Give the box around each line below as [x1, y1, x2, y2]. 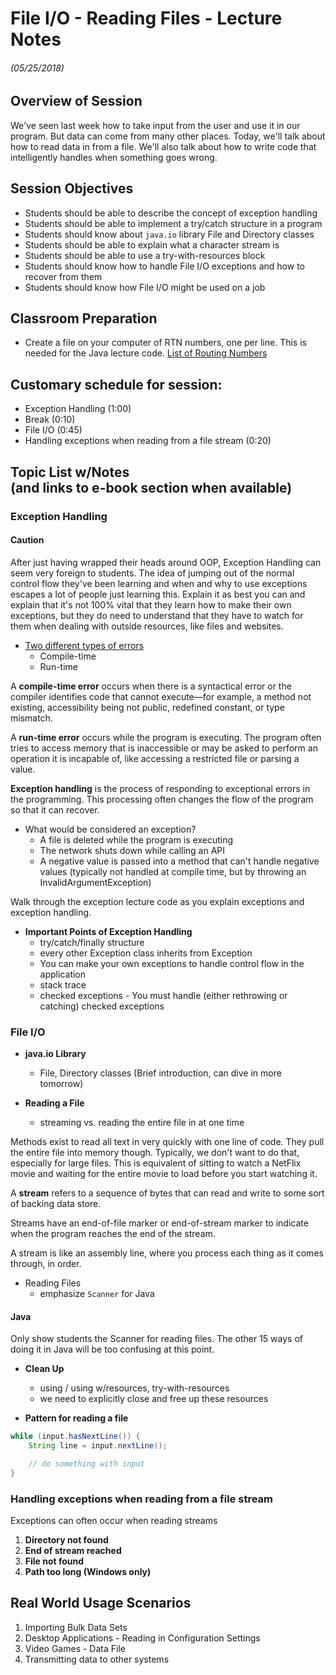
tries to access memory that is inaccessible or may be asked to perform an [10, 742, 318, 754]
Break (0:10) [24, 413, 76, 426]
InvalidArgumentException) [39, 876, 152, 888]
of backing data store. [10, 1198, 102, 1210]
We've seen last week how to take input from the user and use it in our [10, 119, 301, 131]
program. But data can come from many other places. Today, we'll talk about [10, 130, 326, 142]
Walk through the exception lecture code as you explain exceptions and [10, 895, 305, 907]
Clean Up [24, 1363, 65, 1375]
